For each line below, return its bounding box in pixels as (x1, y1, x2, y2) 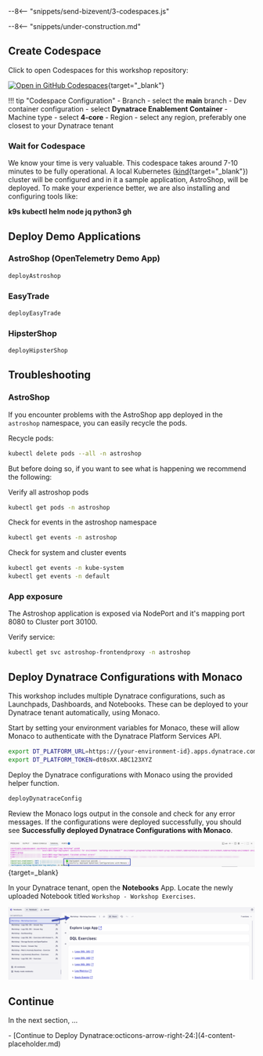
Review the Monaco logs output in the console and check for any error (8, 809, 236, 818)
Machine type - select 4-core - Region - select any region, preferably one (8, 112, 247, 122)
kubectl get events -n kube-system (8, 565, 124, 572)
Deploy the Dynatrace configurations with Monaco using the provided (8, 769, 233, 780)
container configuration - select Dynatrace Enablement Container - (8, 104, 229, 113)
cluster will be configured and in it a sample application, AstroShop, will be (8, 175, 249, 185)
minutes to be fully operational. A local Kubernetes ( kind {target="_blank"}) (8, 166, 249, 176)
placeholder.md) (8, 1040, 61, 1049)
